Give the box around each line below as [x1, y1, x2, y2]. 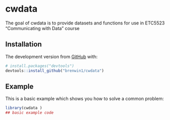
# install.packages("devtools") [5, 63, 74, 69]
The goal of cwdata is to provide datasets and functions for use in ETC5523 [5, 20, 165, 26]
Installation [5, 40, 42, 49]
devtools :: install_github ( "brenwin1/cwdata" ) [5, 68, 104, 73]
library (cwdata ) [5, 105, 42, 111]
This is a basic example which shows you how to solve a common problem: [5, 96, 164, 102]
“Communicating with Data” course [5, 25, 80, 31]
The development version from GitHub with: [5, 53, 98, 59]
